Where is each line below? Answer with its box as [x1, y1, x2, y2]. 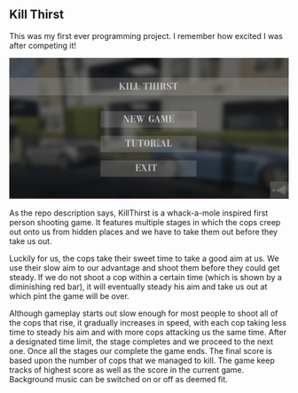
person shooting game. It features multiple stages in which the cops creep [9, 216, 281, 227]
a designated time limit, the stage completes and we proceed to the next [9, 336, 273, 347]
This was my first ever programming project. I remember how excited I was [9, 30, 284, 41]
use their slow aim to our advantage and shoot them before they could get [9, 262, 280, 273]
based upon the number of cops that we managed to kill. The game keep [9, 355, 275, 365]
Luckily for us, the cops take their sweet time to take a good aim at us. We [9, 253, 279, 263]
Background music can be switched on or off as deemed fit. [9, 373, 228, 384]
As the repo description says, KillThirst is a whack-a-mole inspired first [9, 208, 269, 218]
